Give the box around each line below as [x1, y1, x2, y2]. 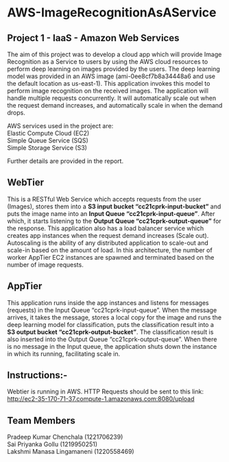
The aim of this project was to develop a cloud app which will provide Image [7, 50, 222, 58]
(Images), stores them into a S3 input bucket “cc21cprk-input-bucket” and [7, 202, 221, 210]
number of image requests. [7, 260, 84, 269]
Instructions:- [7, 369, 68, 381]
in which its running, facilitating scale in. [7, 350, 121, 358]
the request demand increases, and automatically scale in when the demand [7, 101, 223, 109]
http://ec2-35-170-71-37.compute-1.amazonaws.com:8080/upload [7, 395, 195, 403]
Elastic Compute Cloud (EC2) [7, 129, 90, 137]
